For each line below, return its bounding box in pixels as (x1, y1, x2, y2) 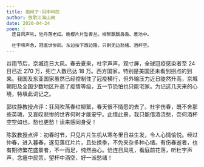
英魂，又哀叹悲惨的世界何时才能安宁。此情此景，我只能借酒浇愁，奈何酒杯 (11, 111, 198, 118)
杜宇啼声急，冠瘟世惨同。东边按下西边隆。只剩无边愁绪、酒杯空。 (12, 43, 152, 49)
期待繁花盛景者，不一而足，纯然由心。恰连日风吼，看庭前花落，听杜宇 (11, 146, 187, 154)
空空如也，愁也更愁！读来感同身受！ (6, 118, 97, 125)
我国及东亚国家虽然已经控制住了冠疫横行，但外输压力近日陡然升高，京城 (16, 75, 198, 82)
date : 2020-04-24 (6, 20, 50, 26)
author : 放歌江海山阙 (6, 15, 56, 21)
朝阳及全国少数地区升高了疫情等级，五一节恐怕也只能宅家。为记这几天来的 (6, 83, 192, 90)
